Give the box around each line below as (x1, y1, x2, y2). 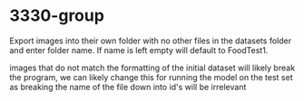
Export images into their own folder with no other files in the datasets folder (9, 35, 292, 46)
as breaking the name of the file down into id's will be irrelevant (9, 81, 247, 92)
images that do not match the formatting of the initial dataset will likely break (9, 62, 296, 73)
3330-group (9, 5, 104, 26)
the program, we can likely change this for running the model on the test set (9, 71, 293, 82)
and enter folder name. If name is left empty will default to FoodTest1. (9, 44, 269, 55)
